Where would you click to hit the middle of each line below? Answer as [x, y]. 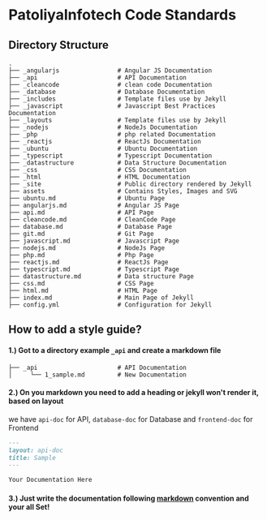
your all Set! [29, 507]
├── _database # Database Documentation [107, 92]
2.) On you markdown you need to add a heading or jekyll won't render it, [134, 393]
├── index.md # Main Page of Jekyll [101, 298]
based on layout [36, 401]
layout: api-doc [36, 450]
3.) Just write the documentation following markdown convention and [129, 498]
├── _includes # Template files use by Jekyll [118, 99]
